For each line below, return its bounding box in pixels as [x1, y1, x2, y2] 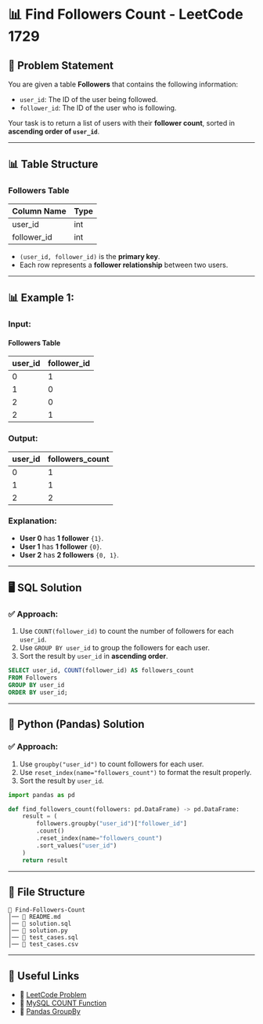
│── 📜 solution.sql [8, 920, 72, 928]
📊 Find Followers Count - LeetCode [8, 5, 244, 24]
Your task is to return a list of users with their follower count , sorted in [8, 119, 236, 127]
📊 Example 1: [8, 291, 74, 305]
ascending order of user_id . [8, 126, 100, 136]
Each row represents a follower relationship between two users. [19, 260, 229, 269]
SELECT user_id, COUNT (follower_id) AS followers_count [8, 667, 194, 675]
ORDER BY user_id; [8, 689, 68, 697]
